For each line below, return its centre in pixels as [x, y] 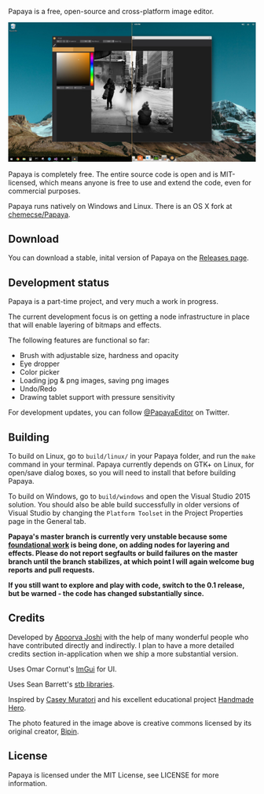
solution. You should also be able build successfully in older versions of [124, 504]
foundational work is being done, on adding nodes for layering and [119, 544]
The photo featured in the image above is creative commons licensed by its [130, 723]
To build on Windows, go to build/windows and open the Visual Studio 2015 [130, 496]
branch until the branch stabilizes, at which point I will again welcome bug [131, 562]
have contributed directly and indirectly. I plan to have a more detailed [121, 645]
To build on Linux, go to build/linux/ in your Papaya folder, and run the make [132, 456]
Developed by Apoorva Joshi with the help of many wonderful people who [128, 637]
